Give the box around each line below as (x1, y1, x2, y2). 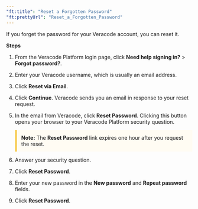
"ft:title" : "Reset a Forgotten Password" (6, 8, 112, 15)
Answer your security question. (14, 156, 92, 163)
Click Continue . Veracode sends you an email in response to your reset (14, 94, 189, 101)
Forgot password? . (14, 60, 62, 67)
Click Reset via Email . (14, 82, 69, 89)
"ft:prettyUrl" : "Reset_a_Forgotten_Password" (6, 14, 123, 20)
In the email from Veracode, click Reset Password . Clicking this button (14, 112, 187, 119)
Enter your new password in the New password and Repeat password (14, 179, 187, 187)
